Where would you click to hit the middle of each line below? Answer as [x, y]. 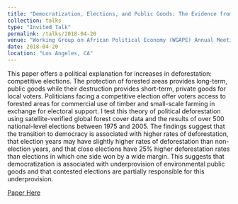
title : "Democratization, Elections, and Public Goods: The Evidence [112, 14]
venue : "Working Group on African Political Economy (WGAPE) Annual [110, 40]
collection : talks [34, 21]
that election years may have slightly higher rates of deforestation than [110, 141]
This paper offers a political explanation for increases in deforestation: [110, 73]
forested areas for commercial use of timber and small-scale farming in [111, 103]
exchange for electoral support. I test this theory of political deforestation [114, 111]
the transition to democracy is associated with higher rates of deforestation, [118, 134]
